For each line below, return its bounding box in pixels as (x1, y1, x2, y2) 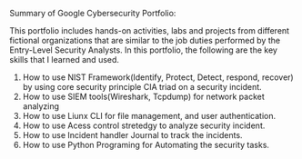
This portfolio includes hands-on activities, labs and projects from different (9, 25, 289, 35)
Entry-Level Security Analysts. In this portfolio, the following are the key (9, 45, 277, 55)
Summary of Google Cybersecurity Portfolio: (9, 8, 176, 18)
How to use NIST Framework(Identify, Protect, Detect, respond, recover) (22, 72, 294, 83)
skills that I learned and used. (9, 55, 120, 65)
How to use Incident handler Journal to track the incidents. (22, 130, 243, 140)
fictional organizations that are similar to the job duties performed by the (9, 35, 280, 45)
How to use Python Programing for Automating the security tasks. (22, 140, 270, 150)
